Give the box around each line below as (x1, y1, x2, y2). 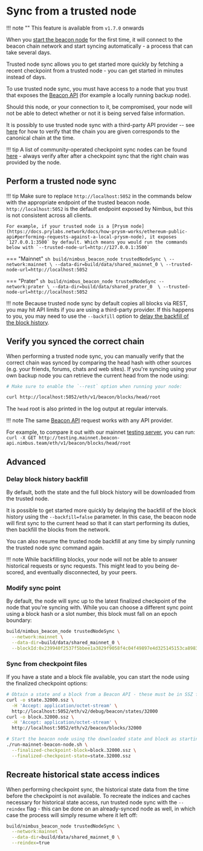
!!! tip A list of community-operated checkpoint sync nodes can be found (6, 146, 187, 153)
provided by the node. (6, 158, 62, 166)
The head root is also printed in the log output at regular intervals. (6, 405, 168, 412)
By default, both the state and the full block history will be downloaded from (6, 488, 195, 496)
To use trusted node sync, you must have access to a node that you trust (6, 85, 188, 92)
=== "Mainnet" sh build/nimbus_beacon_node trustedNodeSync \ (6, 255, 167, 262)
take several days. (6, 48, 51, 56)
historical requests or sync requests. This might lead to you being (6, 562, 169, 569)
